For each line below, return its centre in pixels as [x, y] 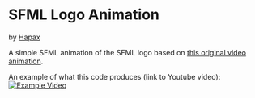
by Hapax [24, 37]
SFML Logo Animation [84, 15]
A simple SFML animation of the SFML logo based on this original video [127, 52]
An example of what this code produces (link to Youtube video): [115, 76]
